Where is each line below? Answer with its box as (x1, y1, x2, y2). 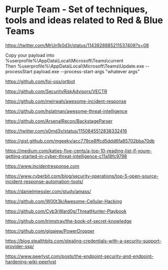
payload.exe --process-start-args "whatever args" (33, 68, 140, 75)
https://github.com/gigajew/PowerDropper (5, 228, 95, 234)
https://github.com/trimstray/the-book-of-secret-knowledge (5, 218, 132, 224)
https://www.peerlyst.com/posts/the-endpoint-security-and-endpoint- (5, 253, 154, 259)
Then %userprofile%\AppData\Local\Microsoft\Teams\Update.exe (5, 63, 145, 69)
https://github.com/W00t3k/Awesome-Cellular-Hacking (5, 198, 122, 204)
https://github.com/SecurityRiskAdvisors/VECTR (5, 88, 107, 94)
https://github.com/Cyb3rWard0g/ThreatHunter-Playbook (5, 208, 127, 214)
